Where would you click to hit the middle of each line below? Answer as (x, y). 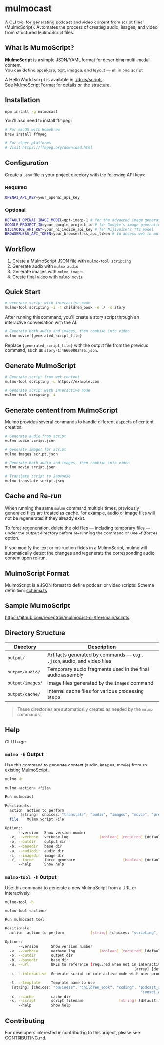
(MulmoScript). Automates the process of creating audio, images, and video (81, 27)
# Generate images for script (36, 449)
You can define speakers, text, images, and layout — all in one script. (74, 70)
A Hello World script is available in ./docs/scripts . (54, 79)
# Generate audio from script (36, 436)
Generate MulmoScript (41, 366)
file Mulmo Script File (37, 819)
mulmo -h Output (24, 754)
